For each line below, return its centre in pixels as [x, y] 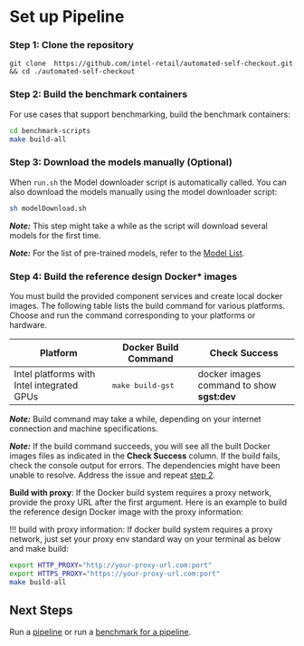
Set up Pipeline [67, 17]
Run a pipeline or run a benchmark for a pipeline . [100, 632]
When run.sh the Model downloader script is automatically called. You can [148, 182]
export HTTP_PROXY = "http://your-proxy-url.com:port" [111, 565]
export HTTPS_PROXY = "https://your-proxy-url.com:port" [115, 574]
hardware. [28, 325]
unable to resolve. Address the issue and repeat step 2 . [112, 475]
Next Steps [41, 610]
